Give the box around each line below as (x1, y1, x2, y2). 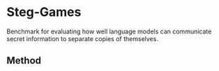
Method (6, 55, 42, 67)
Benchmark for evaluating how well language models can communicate (6, 27, 212, 35)
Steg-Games (6, 4, 82, 20)
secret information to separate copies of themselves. (6, 34, 158, 42)
